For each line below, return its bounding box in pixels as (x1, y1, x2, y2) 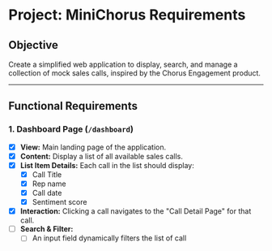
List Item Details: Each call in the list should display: (19, 160, 194, 170)
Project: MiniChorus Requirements (8, 6, 246, 24)
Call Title (32, 169, 62, 180)
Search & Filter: (19, 224, 74, 234)
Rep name (32, 179, 66, 188)
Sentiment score (32, 197, 87, 207)
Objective (8, 38, 59, 52)
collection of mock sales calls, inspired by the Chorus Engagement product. (8, 68, 261, 78)
